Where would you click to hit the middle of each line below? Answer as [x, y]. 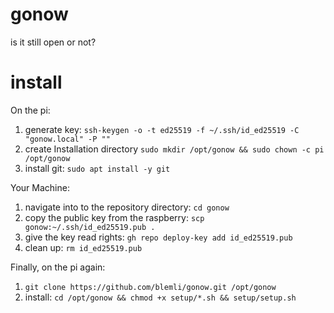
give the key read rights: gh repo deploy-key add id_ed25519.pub [158, 237]
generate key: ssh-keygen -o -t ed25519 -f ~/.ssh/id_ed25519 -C [162, 129]
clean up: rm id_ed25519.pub [83, 247]
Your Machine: [40, 187]
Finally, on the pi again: [58, 267]
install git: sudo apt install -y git [97, 168]
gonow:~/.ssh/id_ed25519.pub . [90, 227]
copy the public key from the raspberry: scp [114, 217]
